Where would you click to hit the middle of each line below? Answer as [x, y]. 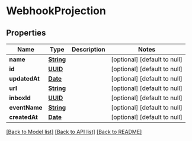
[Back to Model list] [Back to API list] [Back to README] [74, 132]
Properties [26, 33]
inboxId [20, 98]
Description [88, 49]
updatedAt [25, 78]
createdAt [24, 117]
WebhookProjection [56, 11]
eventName [26, 108]
